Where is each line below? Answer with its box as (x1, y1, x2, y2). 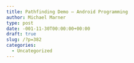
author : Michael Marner (6, 14, 66, 20)
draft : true (6, 31, 36, 37)
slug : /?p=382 (6, 37, 42, 43)
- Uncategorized (11, 48, 53, 54)
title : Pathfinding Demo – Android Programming (6, 8, 129, 15)
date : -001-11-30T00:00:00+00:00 (6, 25, 91, 32)
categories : (6, 43, 36, 49)
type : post (6, 20, 34, 26)
